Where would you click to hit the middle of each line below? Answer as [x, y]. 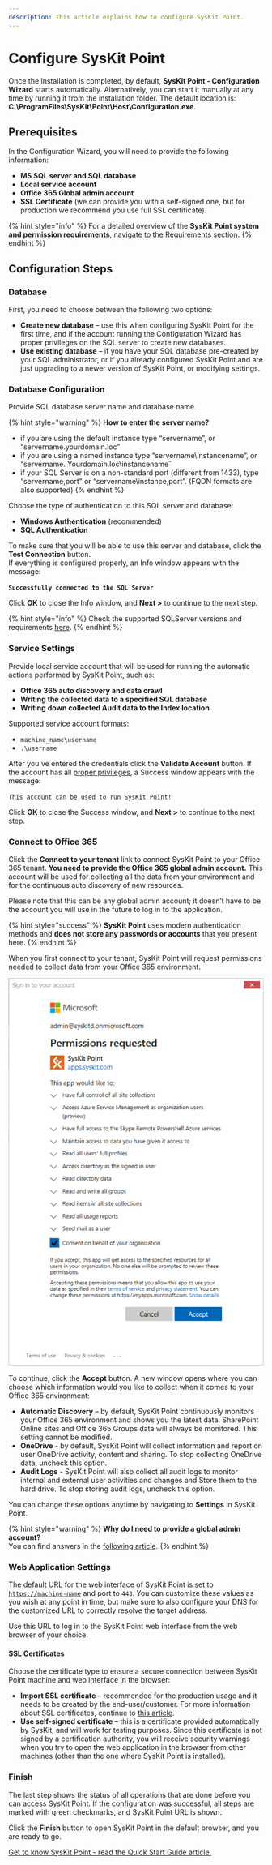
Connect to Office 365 [53, 842]
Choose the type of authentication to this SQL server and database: [121, 506]
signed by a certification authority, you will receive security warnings [135, 1739]
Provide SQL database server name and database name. [102, 407]
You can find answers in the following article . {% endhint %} [109, 1546]
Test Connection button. [50, 555]
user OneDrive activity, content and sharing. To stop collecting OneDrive [141, 1454]
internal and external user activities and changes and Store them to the [138, 1480]
